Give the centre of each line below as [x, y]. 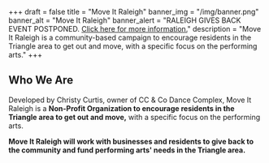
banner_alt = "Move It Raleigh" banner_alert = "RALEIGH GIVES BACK [125, 20]
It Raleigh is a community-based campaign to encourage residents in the [130, 37]
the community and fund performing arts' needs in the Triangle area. [127, 150]
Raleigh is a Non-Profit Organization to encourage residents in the [121, 108]
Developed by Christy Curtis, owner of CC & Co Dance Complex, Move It [130, 100]
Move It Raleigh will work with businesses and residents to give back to [131, 141]
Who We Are [41, 80]
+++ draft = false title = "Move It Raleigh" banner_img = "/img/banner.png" [134, 12]
